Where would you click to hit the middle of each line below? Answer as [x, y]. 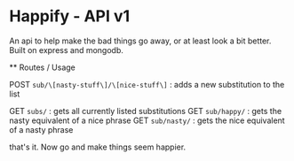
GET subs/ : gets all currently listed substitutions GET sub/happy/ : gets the [146, 111]
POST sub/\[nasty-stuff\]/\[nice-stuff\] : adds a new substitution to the [147, 84]
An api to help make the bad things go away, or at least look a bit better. [140, 41]
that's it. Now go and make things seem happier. [98, 147]
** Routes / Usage [42, 67]
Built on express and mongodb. [67, 50]
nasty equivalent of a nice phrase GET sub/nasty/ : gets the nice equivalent [147, 120]
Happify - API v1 [70, 16]
